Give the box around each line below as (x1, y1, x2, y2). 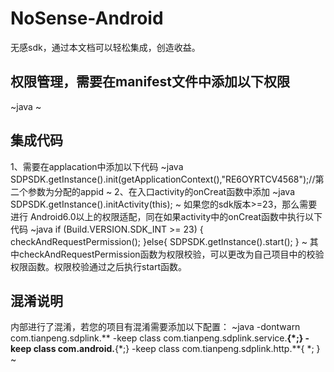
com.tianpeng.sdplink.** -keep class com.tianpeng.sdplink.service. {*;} (10, 332, 304, 344)
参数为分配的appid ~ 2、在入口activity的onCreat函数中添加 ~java (27, 185, 296, 197)
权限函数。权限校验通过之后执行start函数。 (10, 260, 187, 272)
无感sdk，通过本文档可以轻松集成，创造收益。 (10, 41, 201, 53)
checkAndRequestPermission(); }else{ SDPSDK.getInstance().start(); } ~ (10, 235, 308, 247)
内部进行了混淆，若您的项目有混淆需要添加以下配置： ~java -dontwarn (10, 321, 301, 333)
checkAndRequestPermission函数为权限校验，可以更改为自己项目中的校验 (18, 248, 325, 260)
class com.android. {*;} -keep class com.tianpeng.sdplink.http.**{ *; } (33, 343, 321, 355)
